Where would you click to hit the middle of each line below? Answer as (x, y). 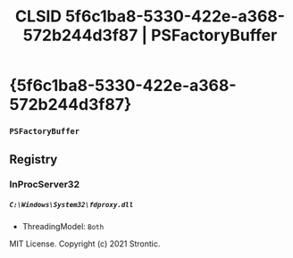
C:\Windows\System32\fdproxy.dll (71, 205)
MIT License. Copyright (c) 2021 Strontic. (85, 244)
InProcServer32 (45, 185)
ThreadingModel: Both (63, 227)
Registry (33, 159)
